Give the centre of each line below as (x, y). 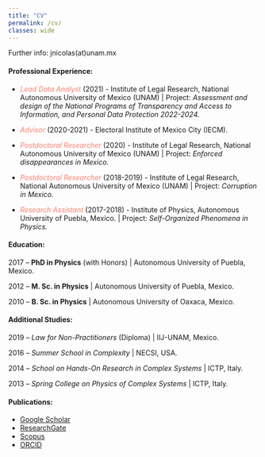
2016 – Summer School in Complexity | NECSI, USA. (93, 352)
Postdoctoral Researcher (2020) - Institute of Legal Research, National (135, 145)
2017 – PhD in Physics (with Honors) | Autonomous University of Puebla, (127, 262)
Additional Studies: (40, 320)
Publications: (31, 401)
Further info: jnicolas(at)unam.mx (62, 53)
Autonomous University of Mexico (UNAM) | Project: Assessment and (133, 97)
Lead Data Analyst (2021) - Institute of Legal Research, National (124, 89)
